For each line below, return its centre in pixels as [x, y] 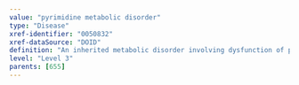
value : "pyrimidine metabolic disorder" [85, 17]
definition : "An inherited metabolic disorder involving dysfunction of [147, 50]
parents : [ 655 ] [37, 67]
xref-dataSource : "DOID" [55, 42]
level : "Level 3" [41, 58]
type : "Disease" [39, 26]
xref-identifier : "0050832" [61, 34]
